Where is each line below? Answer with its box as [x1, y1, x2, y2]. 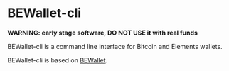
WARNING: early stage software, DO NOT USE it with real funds [7, 28, 198, 37]
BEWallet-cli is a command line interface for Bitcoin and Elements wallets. [7, 42, 223, 50]
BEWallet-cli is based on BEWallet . [7, 55, 108, 65]
